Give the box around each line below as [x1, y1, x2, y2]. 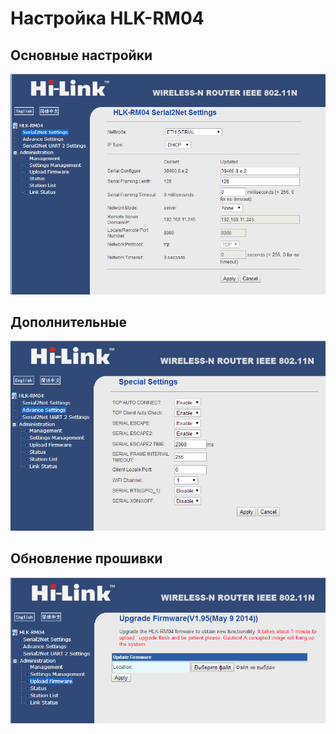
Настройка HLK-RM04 [10, 7, 205, 30]
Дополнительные [10, 313, 127, 331]
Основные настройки [10, 47, 153, 64]
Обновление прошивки [10, 550, 163, 567]
